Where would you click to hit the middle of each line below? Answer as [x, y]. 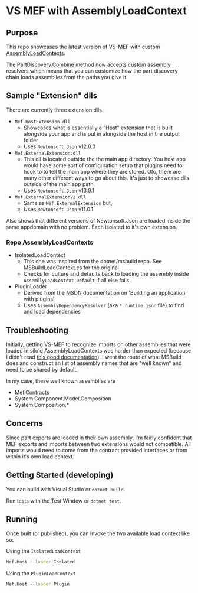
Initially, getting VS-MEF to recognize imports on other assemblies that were [98, 344]
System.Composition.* [42, 405]
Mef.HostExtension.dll [42, 122]
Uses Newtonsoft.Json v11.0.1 [58, 209]
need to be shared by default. [42, 369]
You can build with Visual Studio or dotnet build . [66, 489]
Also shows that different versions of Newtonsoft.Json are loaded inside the [98, 220]
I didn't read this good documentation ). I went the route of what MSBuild [94, 357]
